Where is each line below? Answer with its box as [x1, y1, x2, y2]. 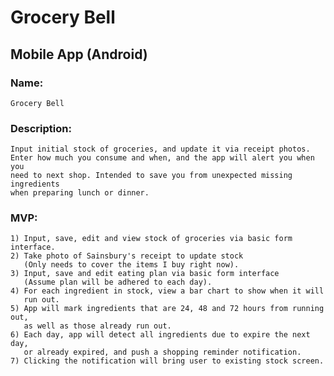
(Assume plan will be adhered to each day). [23, 277, 213, 288]
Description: [10, 121, 72, 135]
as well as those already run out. [23, 321, 172, 331]
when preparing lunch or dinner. [10, 188, 150, 198]
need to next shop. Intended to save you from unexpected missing [10, 171, 293, 181]
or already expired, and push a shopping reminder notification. [23, 347, 302, 358]
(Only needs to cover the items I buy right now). [23, 260, 240, 270]
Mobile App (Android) [10, 46, 148, 63]
